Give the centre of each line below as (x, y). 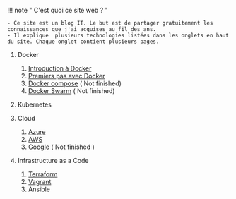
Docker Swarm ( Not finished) (71, 91)
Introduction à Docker (60, 68)
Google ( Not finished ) (61, 147)
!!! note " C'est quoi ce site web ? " (58, 10)
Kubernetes (34, 104)
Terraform (43, 174)
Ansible (39, 189)
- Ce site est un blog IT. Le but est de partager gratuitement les (110, 23)
